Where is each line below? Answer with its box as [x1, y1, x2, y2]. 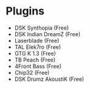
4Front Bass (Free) [14, 62, 62, 70]
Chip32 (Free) [14, 69, 50, 76]
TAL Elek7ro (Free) [14, 43, 61, 51]
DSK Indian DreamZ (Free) [14, 30, 81, 37]
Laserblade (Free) [14, 37, 60, 44]
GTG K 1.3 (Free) [14, 49, 56, 57]
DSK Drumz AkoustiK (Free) [14, 75, 85, 83]
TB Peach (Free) [14, 56, 56, 63]
